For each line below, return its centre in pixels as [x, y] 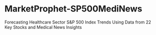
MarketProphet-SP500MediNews [73, 9]
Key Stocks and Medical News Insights [43, 27]
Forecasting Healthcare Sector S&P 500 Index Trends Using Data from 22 [78, 22]
